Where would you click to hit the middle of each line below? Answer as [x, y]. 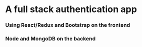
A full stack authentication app [71, 9]
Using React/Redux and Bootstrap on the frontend [68, 25]
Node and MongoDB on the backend [51, 39]
